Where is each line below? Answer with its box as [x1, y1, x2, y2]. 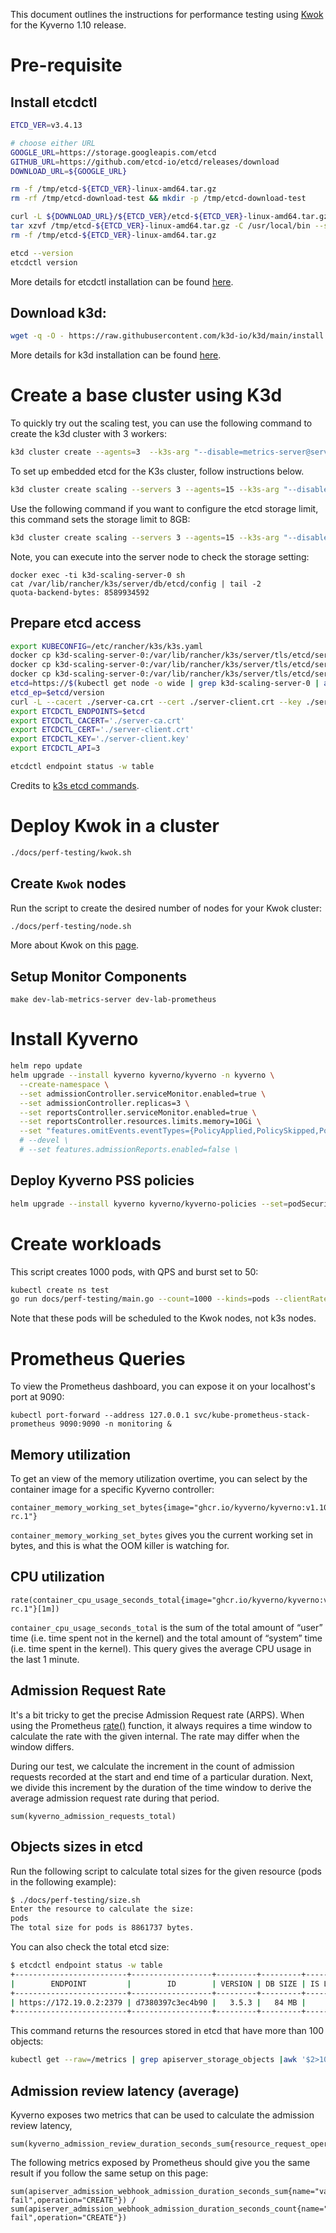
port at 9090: [10, 1391, 65, 1403]
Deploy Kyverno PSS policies [10, 1172, 195, 1189]
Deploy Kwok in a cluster [10, 815, 220, 838]
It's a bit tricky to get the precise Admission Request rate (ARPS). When [10, 1709, 305, 1721]
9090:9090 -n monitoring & [59, 1419, 172, 1429]
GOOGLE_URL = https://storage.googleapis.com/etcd [10, 147, 217, 158]
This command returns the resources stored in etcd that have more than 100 [10, 2025, 325, 2037]
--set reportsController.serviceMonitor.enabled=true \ [19, 1107, 257, 1118]
